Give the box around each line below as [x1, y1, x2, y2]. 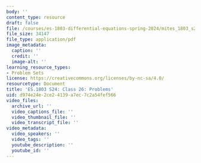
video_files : [6, 97, 39, 103]
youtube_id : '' [11, 147, 50, 153]
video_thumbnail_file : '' [11, 114, 77, 120]
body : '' [6, 8, 28, 15]
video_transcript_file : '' [11, 120, 79, 126]
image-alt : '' [11, 59, 47, 64]
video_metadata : [6, 125, 47, 131]
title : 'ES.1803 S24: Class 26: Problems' [6, 87, 114, 93]
